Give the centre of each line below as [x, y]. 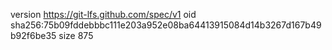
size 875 [76, 35]
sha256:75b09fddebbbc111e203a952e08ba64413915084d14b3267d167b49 [166, 25]
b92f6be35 [33, 35]
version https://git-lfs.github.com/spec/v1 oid [103, 14]
